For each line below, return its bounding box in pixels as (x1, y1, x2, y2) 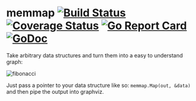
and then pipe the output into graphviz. (6, 88, 104, 95)
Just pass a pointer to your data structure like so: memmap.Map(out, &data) (6, 82, 191, 89)
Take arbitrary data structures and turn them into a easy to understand (6, 51, 183, 59)
